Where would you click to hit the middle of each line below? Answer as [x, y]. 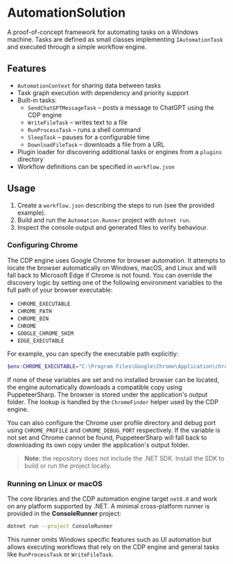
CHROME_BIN [33, 318]
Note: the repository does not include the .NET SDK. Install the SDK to [124, 458]
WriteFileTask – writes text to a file [78, 122]
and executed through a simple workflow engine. [77, 47]
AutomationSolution [67, 13]
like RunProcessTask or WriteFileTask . [61, 554]
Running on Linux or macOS [55, 483]
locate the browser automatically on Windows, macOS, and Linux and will [112, 267]
